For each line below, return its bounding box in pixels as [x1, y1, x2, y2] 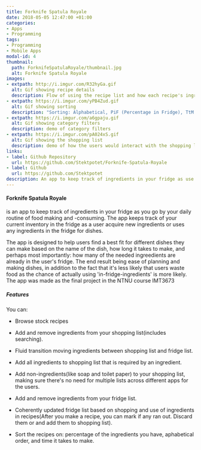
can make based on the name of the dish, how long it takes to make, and [6, 245, 185, 253]
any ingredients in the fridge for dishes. [6, 227, 103, 235]
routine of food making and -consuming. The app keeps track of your [6, 214, 177, 222]
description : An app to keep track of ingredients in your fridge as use [6, 176, 194, 182]
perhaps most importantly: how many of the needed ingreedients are [6, 251, 176, 259]
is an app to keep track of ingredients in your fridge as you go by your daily [6, 208, 191, 215]
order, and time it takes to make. [14, 437, 95, 445]
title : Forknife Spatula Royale [6, 8, 87, 15]
